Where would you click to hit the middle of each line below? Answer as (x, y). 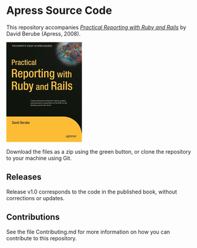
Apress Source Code (59, 11)
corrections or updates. (35, 198)
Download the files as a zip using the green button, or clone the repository (99, 151)
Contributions (33, 217)
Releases (24, 177)
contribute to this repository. (42, 238)
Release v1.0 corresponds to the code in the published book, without (92, 192)
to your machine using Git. (39, 158)
